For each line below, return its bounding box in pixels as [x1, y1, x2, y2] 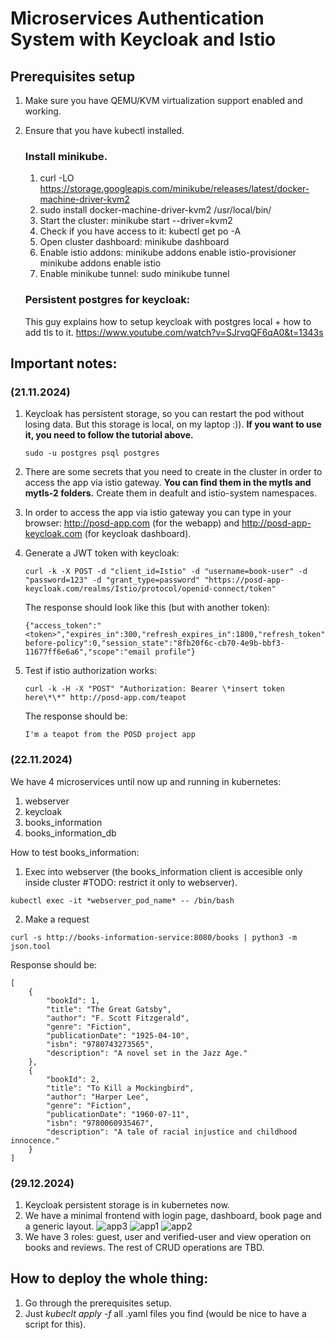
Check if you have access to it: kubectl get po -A [39, 225, 242, 237]
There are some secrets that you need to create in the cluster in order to [24, 466, 323, 478]
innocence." [10, 1135, 60, 1146]
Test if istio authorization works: [24, 665, 157, 677]
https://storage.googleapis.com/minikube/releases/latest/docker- [39, 183, 310, 195]
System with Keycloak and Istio [10, 28, 277, 51]
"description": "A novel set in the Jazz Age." [46, 1048, 248, 1058]
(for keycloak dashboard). [84, 528, 192, 540]
